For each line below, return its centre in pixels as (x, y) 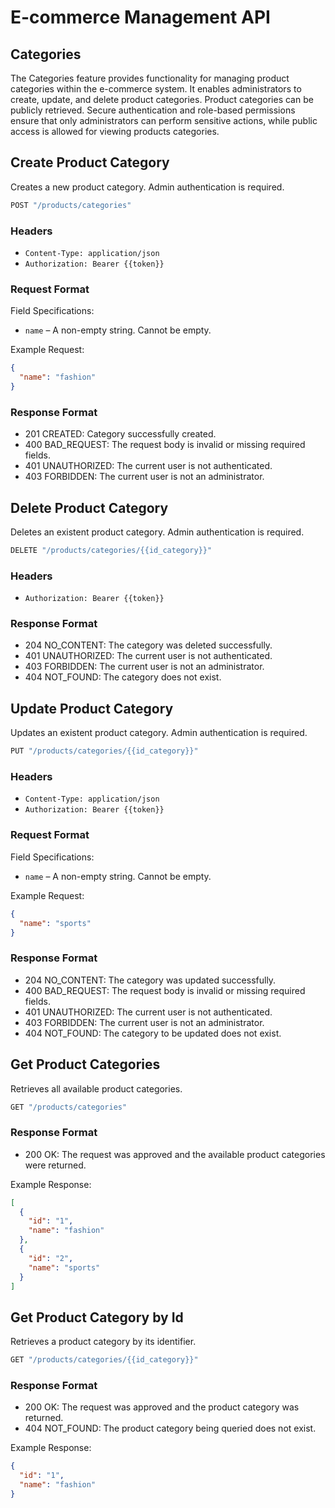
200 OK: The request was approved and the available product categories (175, 1154)
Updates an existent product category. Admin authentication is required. (159, 733)
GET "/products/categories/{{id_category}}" (104, 1360)
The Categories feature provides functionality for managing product (150, 78)
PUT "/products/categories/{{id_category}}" (104, 751)
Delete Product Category (89, 507)
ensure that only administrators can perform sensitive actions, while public (164, 120)
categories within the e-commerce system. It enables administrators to (156, 89)
